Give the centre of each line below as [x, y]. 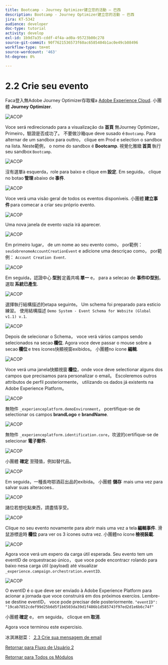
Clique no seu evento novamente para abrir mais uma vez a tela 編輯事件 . [81, 528]
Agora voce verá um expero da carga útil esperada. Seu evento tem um [79, 554]
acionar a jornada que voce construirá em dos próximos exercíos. [73, 596]
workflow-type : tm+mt [28, 47]
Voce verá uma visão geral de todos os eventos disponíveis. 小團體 [75, 199]
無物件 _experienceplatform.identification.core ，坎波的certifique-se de [82, 435]
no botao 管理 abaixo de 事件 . [35, 178]
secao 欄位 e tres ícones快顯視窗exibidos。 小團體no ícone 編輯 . [72, 349]
